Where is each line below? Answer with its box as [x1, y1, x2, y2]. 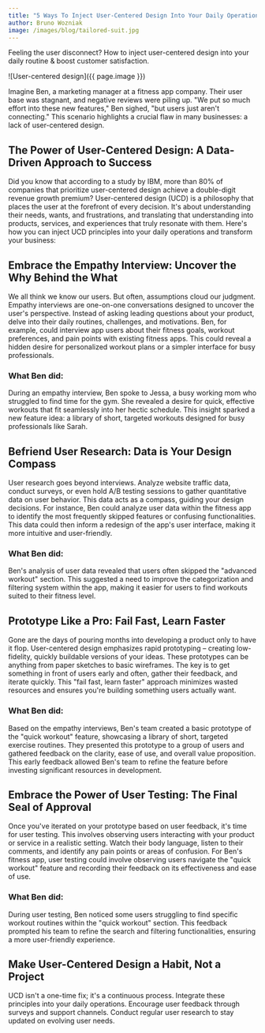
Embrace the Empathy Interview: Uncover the [8, 258, 237, 272]
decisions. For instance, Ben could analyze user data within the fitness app [8, 503, 252, 513]
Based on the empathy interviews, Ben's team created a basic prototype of [8, 723, 252, 733]
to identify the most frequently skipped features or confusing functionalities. [8, 511, 256, 522]
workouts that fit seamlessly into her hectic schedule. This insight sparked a [8, 405, 256, 415]
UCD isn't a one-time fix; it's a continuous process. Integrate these [8, 991, 226, 1001]
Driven [8, 156, 42, 169]
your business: [8, 236, 57, 245]
